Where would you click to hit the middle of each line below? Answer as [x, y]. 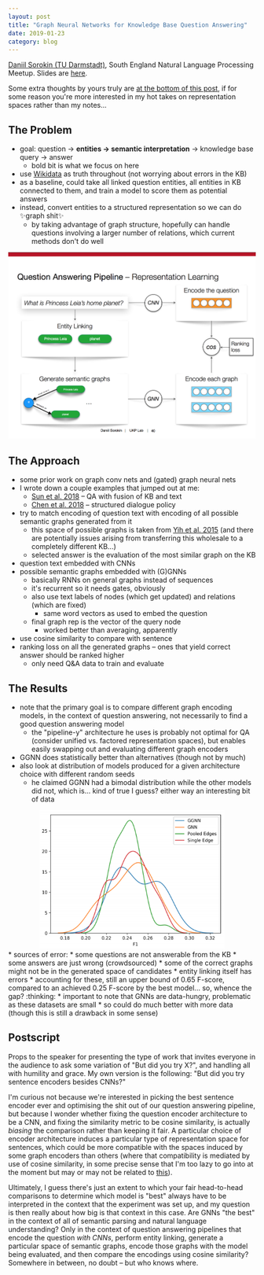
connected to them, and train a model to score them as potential [123, 191]
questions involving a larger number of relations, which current [133, 233]
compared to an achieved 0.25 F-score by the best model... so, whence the [130, 988]
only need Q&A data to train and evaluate [98, 664]
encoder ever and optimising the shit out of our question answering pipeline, [132, 1105]
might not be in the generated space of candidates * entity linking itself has [130, 971]
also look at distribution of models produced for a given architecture [130, 766]
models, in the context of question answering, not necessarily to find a [134, 716]
